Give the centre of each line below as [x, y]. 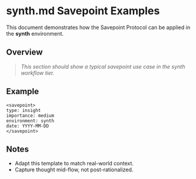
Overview [25, 52]
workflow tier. [37, 73]
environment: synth [30, 121]
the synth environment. [35, 33]
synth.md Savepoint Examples [83, 11]
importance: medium [30, 116]
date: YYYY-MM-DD [28, 126]
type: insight [24, 110]
